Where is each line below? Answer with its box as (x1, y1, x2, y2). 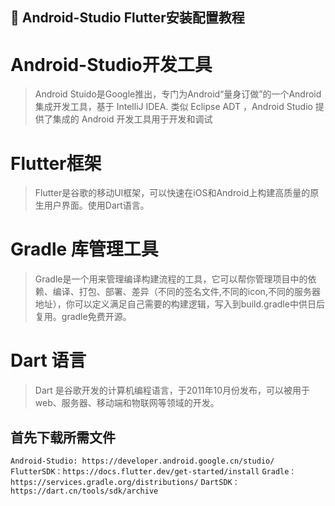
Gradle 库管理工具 (10, 238, 159, 261)
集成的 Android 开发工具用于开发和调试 (52, 113, 213, 125)
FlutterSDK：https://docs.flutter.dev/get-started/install (10, 466, 260, 477)
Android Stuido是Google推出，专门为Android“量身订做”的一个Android (34, 88, 322, 100)
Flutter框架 (10, 152, 102, 175)
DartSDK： (200, 477, 240, 487)
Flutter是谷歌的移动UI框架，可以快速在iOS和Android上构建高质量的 (34, 187, 311, 199)
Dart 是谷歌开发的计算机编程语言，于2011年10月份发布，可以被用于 (34, 384, 311, 397)
